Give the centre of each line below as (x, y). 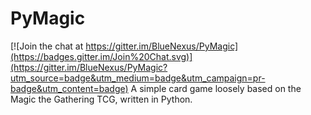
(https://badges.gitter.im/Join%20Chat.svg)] (101, 56)
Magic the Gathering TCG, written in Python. (101, 99)
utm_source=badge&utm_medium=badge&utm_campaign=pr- (138, 78)
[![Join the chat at (47, 46)
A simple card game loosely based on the (216, 88)
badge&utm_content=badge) (69, 88)
